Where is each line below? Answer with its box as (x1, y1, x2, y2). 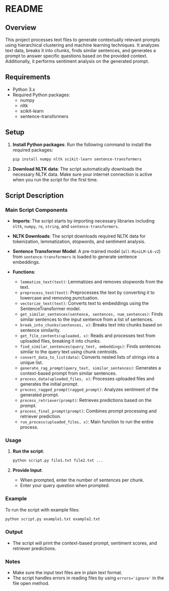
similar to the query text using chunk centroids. (20, 349, 119, 355)
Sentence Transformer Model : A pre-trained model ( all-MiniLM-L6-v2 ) (12, 248, 161, 254)
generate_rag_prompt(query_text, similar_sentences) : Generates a (20, 365, 161, 371)
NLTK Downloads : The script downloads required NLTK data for (12, 233, 146, 239)
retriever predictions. (12, 545, 57, 551)
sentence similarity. (20, 327, 61, 334)
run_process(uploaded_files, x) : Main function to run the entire (20, 419, 154, 425)
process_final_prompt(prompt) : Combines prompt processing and (20, 408, 157, 414)
